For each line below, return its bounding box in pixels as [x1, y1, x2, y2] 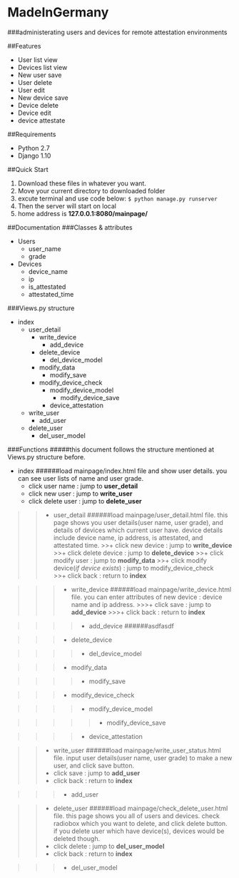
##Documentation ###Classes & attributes [7, 223, 133, 232]
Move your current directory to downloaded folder [17, 186, 166, 195]
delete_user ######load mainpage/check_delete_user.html [53, 804, 228, 812]
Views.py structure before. [7, 452, 86, 461]
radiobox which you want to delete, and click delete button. [53, 819, 228, 827]
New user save [17, 71, 62, 79]
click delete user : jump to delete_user [28, 496, 142, 505]
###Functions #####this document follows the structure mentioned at [7, 445, 215, 454]
